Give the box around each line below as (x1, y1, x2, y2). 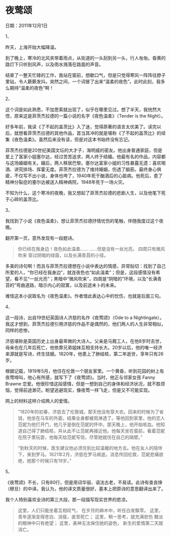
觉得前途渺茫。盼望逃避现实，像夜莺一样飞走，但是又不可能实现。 (14, 387, 153, 393)
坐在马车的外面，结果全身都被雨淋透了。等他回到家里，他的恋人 (31, 415, 165, 421)
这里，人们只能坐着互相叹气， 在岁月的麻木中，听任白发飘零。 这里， (17, 507, 163, 513)
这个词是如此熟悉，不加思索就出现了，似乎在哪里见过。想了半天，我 (5, 106, 148, 112)
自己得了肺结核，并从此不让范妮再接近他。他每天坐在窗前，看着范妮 (22, 428, 165, 434)
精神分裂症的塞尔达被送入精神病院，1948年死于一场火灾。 (5, 179, 127, 185)
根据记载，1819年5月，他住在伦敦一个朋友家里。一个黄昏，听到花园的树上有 (5, 368, 164, 374)
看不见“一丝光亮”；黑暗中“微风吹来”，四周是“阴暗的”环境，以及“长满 (14, 275, 158, 281)
